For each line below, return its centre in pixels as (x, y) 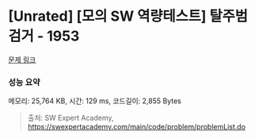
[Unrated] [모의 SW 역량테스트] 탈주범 (128, 16)
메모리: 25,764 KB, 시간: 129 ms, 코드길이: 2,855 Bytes (95, 101)
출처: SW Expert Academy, (70, 118)
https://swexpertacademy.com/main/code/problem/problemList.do (137, 127)
